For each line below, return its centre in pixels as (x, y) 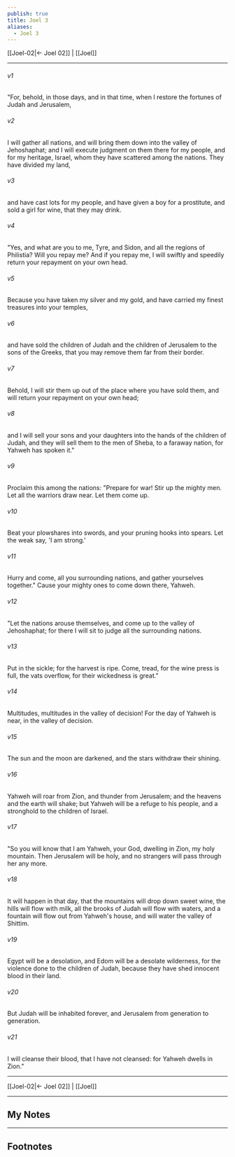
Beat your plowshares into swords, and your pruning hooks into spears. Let (115, 533)
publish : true (28, 14)
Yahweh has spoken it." (41, 450)
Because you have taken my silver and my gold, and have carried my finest (115, 300)
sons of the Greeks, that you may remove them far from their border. (106, 352)
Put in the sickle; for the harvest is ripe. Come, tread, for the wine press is (113, 668)
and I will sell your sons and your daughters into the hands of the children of (117, 435)
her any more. (27, 863)
